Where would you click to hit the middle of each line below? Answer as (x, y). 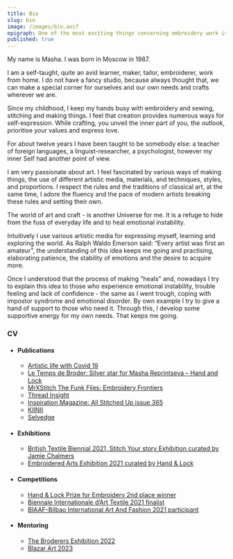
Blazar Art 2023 (50, 548)
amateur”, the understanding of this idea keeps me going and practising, (110, 251)
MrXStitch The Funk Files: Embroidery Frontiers (95, 388)
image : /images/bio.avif (43, 26)
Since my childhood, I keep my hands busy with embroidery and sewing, (111, 108)
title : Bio (23, 14)
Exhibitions (34, 433)
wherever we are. (32, 95)
